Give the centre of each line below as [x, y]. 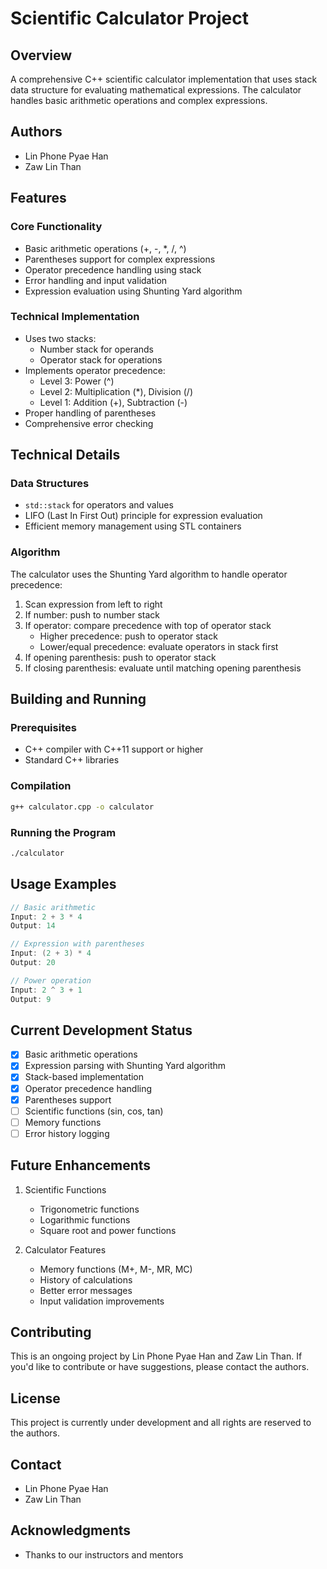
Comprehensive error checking [89, 423]
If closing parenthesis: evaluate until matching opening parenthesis [163, 668]
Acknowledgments [71, 1530]
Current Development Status [101, 1030]
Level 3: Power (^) [77, 381]
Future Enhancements [81, 1165]
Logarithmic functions [85, 1219]
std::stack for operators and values [99, 505]
